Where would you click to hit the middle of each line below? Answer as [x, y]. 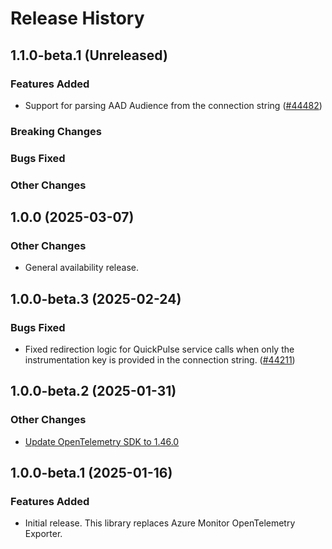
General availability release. [81, 268]
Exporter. [43, 534]
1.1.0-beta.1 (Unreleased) [89, 55]
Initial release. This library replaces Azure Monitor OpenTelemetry [160, 523]
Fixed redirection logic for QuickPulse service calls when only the [159, 349]
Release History [77, 18]
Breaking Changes [56, 131]
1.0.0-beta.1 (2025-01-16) [91, 473]
